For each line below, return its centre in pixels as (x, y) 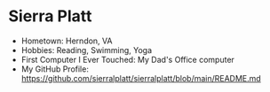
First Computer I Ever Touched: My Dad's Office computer (127, 59)
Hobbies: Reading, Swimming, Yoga (87, 50)
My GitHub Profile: (55, 69)
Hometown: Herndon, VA (67, 41)
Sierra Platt (50, 16)
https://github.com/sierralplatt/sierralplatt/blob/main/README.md (141, 78)
